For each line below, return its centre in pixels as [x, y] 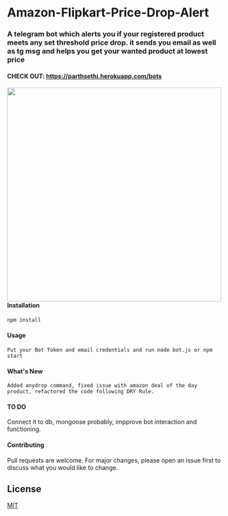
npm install [24, 320]
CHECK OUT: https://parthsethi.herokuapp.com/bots [85, 76]
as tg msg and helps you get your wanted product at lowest [107, 51]
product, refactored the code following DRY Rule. [81, 392]
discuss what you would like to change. [63, 467]
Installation [23, 306]
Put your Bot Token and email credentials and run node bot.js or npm [110, 350]
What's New [25, 371]
